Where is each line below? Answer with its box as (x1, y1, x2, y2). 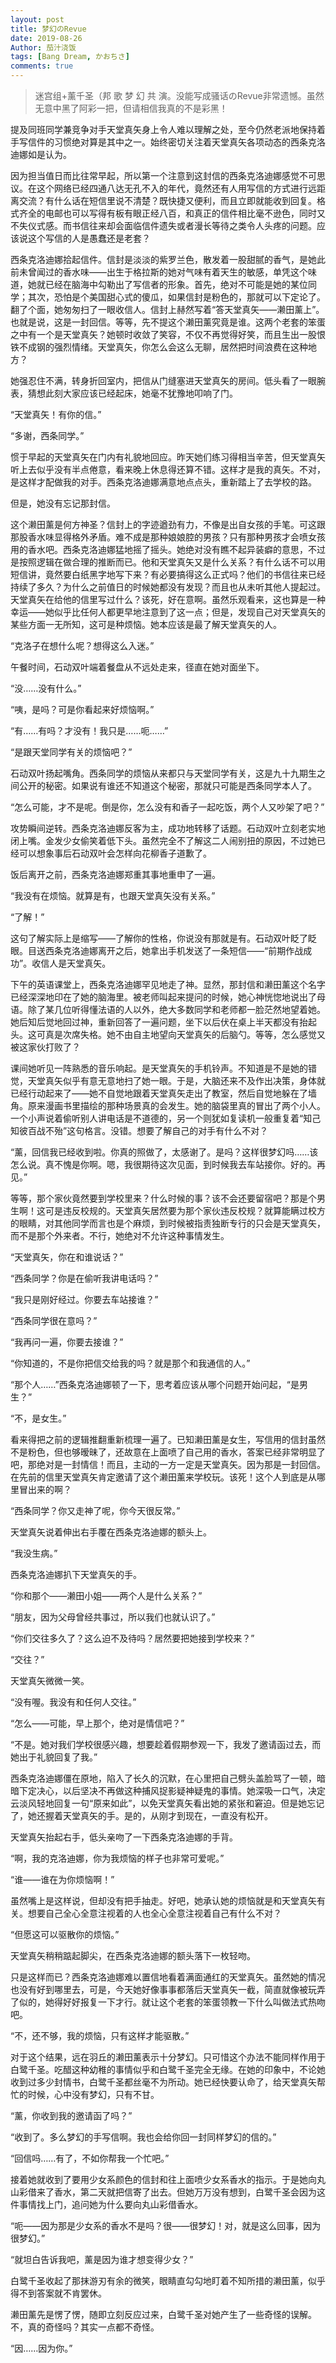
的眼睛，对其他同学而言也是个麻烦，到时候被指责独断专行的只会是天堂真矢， (10, 1217, 326, 1229)
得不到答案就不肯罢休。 (10, 2287, 107, 2299)
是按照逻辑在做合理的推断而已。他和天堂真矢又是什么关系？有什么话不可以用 (10, 556, 326, 568)
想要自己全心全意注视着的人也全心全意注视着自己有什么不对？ (27, 1907, 282, 1919)
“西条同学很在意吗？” (10, 1315, 98, 1326)
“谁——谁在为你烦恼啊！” (10, 1874, 115, 1885)
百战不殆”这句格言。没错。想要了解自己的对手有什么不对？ (27, 1125, 269, 1136)
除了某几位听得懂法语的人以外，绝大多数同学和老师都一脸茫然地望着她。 (27, 1004, 326, 1015)
